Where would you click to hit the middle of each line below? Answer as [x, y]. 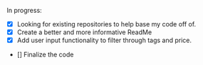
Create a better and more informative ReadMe [84, 32]
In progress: [24, 10]
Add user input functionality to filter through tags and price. [104, 40]
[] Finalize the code [45, 55]
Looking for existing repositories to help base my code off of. [106, 24]
